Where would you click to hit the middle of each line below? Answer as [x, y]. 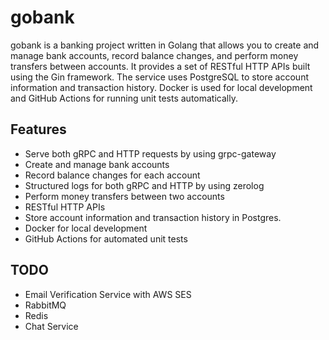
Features [38, 129]
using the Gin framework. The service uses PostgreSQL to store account [159, 77]
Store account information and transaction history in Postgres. [153, 217]
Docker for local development [86, 228]
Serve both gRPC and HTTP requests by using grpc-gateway [150, 153]
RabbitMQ [45, 305]
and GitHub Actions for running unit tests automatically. [124, 98]
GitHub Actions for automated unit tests [106, 238]
